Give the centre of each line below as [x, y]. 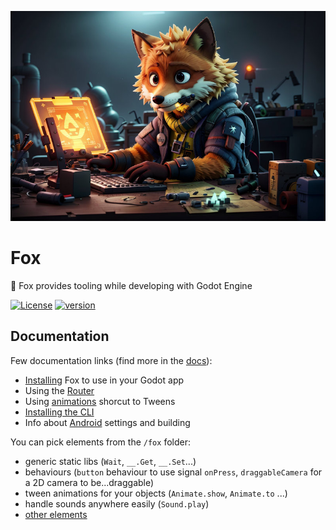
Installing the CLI [59, 412]
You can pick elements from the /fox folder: [100, 442]
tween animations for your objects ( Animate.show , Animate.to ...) [156, 493]
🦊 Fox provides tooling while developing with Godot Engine [131, 285]
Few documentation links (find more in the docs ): [111, 360]
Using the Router [59, 390]
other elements [56, 514]
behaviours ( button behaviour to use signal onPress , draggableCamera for [173, 472]
